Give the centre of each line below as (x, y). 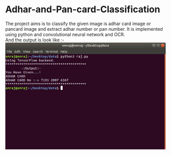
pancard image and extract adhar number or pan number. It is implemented (84, 29)
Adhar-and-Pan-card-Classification (83, 9)
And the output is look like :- (35, 40)
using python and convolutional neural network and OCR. (65, 34)
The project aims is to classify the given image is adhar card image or (78, 24)
